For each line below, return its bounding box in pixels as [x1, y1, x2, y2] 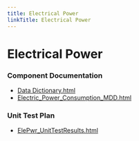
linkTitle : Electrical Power [7, 17, 91, 23]
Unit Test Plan [7, 111, 55, 120]
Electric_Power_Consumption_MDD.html [17, 94, 132, 102]
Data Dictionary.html [17, 86, 76, 94]
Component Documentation [7, 70, 103, 80]
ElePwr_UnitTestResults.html [17, 127, 99, 135]
